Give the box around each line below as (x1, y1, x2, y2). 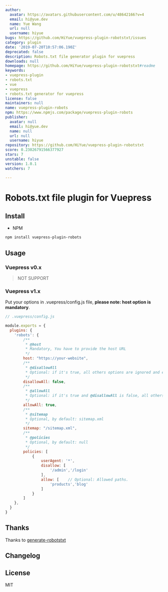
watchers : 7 (5, 166, 30, 171)
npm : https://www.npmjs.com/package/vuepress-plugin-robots (5, 110, 133, 115)
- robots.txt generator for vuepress (5, 91, 84, 96)
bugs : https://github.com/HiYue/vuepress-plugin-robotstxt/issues (5, 36, 146, 41)
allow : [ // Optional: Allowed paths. (40, 477, 128, 482)
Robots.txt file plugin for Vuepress (5, 192, 151, 203)
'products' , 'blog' (49, 482, 88, 487)
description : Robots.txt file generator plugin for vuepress (5, 54, 135, 59)
